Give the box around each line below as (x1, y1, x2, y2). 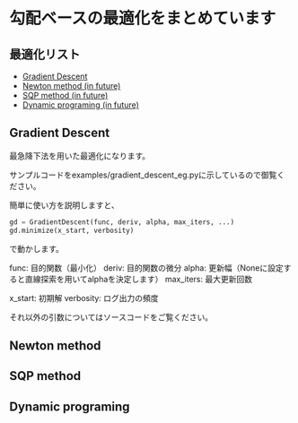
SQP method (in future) (22, 91, 109, 100)
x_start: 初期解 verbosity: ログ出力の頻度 (9, 292, 159, 303)
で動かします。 (9, 243, 65, 254)
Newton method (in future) (22, 81, 121, 91)
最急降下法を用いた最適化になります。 (9, 150, 151, 161)
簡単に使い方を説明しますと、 (9, 199, 119, 211)
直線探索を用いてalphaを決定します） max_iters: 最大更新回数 (24, 273, 253, 284)
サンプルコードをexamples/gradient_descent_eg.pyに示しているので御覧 (9, 169, 277, 180)
